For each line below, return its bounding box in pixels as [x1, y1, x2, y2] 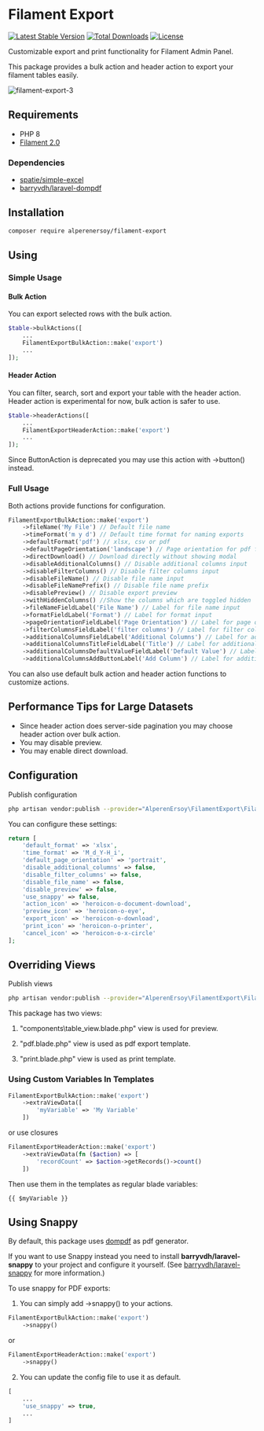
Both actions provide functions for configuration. [8, 501, 166, 510]
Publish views [8, 979, 53, 989]
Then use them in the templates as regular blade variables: [8, 1179, 198, 1188]
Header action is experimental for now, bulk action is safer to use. [8, 396, 221, 405]
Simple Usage [8, 273, 63, 284]
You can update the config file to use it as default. [19, 1372, 181, 1381]
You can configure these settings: [8, 819, 118, 828]
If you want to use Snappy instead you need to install [8, 1252, 180, 1261]
